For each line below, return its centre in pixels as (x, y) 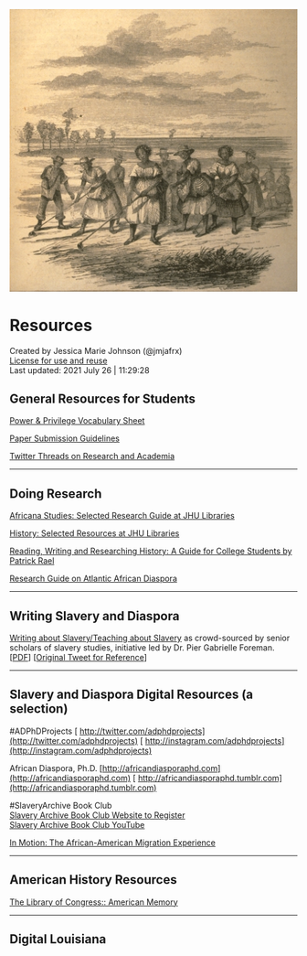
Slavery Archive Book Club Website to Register (97, 815)
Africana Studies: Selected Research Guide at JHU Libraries (122, 516)
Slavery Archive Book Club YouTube (77, 824)
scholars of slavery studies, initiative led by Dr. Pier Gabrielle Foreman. (142, 648)
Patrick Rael (32, 561)
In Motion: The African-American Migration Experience (113, 843)
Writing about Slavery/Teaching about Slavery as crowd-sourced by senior (150, 638)
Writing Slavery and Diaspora (95, 616)
